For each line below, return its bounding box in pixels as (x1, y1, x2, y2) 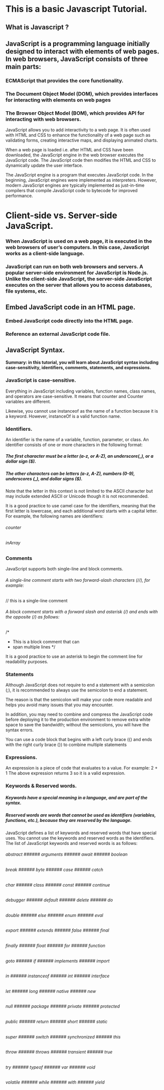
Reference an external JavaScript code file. (5, 331, 110, 338)
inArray (5, 540, 21, 545)
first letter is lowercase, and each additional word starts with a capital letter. (5, 508, 158, 514)
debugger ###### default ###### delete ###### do (5, 897, 113, 903)
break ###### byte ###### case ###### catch (5, 867, 103, 872)
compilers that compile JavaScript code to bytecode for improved (5, 188, 138, 194)
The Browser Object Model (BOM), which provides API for (5, 109, 145, 116)
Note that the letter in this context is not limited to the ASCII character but (5, 488, 153, 494)
